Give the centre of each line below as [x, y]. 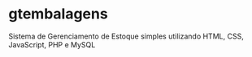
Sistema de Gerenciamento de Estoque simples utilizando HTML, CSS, [126, 36]
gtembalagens [58, 14]
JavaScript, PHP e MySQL [52, 44]
